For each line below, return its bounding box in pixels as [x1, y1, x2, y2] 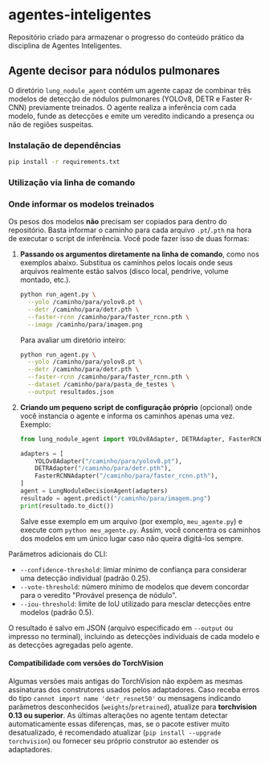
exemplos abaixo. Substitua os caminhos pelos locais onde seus [19, 258, 233, 268]
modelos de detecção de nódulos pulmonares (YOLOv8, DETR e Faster [8, 94, 243, 104]
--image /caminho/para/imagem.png [27, 320, 143, 329]
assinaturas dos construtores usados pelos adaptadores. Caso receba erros [8, 685, 260, 694]
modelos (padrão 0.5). [19, 607, 94, 617]
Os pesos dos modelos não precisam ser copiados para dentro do [8, 217, 227, 227]
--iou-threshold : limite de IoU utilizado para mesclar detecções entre [19, 599, 251, 608]
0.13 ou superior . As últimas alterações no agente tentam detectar [8, 710, 229, 720]
